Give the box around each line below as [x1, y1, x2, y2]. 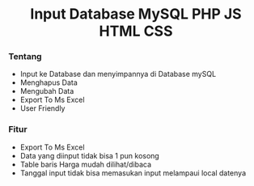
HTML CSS [99, 22, 173, 40]
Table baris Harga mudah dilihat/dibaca [19, 159, 152, 169]
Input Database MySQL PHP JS [30, 5, 242, 23]
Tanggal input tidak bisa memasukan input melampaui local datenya [19, 167, 247, 178]
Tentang [8, 51, 42, 62]
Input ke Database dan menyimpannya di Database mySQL [19, 70, 217, 79]
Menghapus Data [19, 78, 78, 87]
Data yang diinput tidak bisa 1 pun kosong [19, 150, 159, 160]
